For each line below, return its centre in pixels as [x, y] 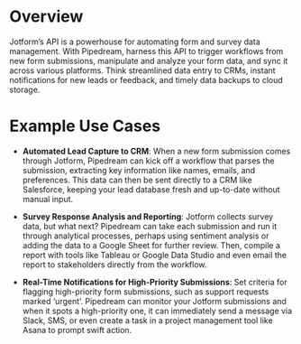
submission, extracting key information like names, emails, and [139, 170]
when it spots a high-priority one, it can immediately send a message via [157, 311]
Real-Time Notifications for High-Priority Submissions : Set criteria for [155, 282]
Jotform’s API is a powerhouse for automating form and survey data [135, 42]
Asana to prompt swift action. [77, 330]
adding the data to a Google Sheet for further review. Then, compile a [151, 245]
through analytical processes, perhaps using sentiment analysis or [146, 236]
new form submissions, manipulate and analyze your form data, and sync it [149, 60]
